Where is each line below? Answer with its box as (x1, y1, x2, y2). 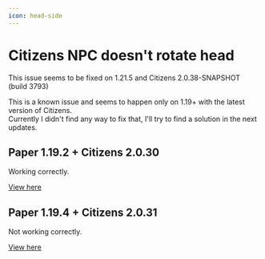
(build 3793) (8, 81, 50, 91)
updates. (8, 122, 38, 132)
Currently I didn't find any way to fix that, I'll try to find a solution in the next (8, 114, 258, 123)
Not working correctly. (8, 227, 82, 237)
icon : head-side (8, 11, 62, 20)
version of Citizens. (8, 105, 72, 115)
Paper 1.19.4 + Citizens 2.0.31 (8, 205, 158, 219)
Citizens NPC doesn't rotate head (8, 46, 235, 64)
